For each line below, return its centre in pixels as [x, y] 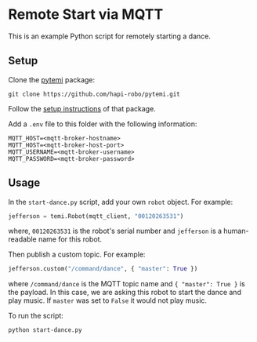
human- [236, 231]
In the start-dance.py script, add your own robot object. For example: [121, 202]
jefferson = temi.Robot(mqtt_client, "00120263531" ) [96, 216]
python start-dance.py [45, 330]
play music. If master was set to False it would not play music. [108, 300]
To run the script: [36, 316]
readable [22, 239]
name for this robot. [70, 239]
